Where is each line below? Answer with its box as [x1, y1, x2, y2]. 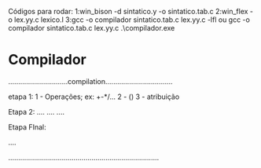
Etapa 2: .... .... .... [8, 107, 65, 116]
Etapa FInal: [8, 122, 47, 132]
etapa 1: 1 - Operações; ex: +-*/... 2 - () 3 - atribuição [8, 92, 180, 101]
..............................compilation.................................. [8, 76, 173, 86]
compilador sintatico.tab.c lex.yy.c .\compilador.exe [8, 24, 175, 32]
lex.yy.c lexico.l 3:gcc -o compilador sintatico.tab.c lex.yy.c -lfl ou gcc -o [14, 15, 250, 24]
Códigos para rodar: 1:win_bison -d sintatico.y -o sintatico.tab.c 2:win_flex [8, 7, 248, 16]
